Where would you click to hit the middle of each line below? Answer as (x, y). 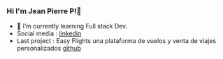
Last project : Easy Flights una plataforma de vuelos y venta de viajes (116, 41)
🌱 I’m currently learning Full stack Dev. (72, 26)
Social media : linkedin (49, 33)
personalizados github (49, 49)
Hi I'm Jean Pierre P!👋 (44, 11)
